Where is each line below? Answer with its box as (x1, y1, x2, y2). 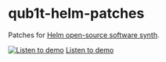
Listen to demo (65, 45, 114, 54)
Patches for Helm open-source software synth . (8, 30, 160, 40)
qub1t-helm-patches (8, 5, 145, 22)
